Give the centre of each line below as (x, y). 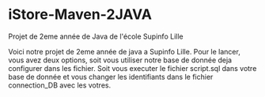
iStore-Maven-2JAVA (80, 15)
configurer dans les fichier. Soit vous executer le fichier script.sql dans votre (132, 68)
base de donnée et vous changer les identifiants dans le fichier (111, 76)
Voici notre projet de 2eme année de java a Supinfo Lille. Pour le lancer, (125, 51)
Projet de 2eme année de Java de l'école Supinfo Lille (96, 36)
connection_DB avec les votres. (60, 85)
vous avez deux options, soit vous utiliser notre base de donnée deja (120, 60)
